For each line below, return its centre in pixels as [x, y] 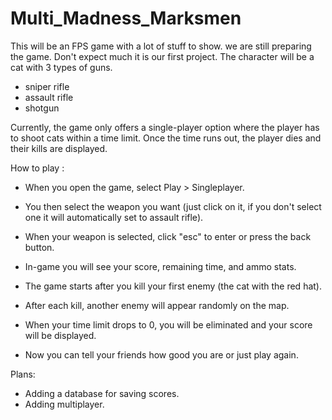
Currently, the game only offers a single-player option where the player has [165, 127]
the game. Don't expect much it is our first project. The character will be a [162, 56]
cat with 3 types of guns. [61, 67]
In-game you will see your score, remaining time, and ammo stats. [160, 266]
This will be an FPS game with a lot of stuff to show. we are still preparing [161, 46]
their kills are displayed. [59, 148]
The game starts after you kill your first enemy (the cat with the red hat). [173, 286]
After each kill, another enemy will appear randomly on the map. [157, 305]
